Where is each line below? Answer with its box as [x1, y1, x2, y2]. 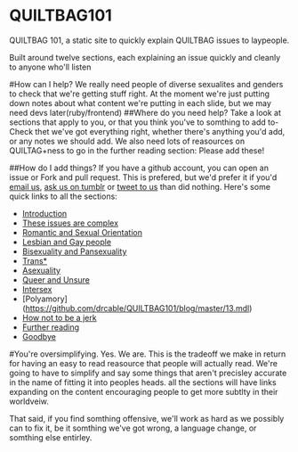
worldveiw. [9, 396, 49, 407]
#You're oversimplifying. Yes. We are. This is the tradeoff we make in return [9, 349, 286, 359]
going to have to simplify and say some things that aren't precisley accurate [9, 367, 287, 378]
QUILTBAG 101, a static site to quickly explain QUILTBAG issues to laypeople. [9, 35, 290, 45]
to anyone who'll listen [9, 62, 92, 72]
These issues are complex [21, 218, 118, 228]
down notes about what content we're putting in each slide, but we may [9, 97, 271, 108]
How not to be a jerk [21, 312, 97, 323]
